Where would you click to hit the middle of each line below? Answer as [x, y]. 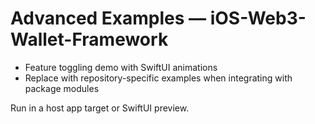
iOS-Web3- [258, 18]
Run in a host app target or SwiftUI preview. [100, 108]
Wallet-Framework [89, 39]
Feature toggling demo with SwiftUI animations [121, 67]
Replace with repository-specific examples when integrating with [158, 78]
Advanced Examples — [108, 18]
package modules [62, 88]
